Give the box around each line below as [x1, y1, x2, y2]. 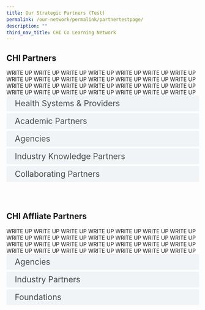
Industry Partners [15, 274, 81, 285]
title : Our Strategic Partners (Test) [6, 10, 105, 16]
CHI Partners [6, 53, 57, 63]
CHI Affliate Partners [6, 211, 88, 222]
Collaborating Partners [15, 169, 100, 179]
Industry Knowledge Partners [15, 151, 125, 162]
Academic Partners [15, 116, 88, 126]
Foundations [15, 292, 62, 302]
